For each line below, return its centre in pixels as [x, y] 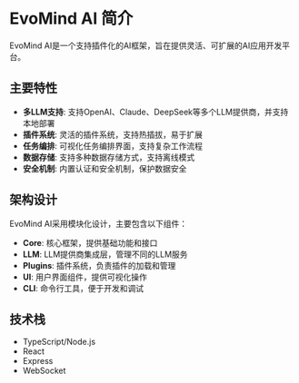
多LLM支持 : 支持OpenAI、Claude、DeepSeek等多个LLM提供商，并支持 [155, 112]
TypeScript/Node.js [59, 342]
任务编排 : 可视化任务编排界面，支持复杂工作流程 [112, 145]
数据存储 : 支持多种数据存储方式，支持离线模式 [109, 157]
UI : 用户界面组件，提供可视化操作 [85, 277]
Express [38, 361]
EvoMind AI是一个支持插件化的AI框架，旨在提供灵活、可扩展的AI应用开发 [146, 45]
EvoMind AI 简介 [71, 19]
